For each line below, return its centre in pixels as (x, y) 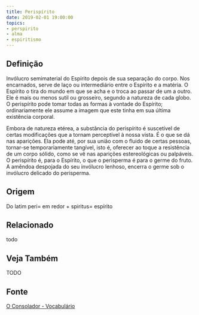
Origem (20, 192)
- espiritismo (24, 40)
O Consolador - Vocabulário (41, 306)
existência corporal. (30, 116)
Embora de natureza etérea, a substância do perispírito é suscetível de (93, 128)
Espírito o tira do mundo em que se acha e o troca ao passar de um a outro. (99, 91)
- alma (14, 34)
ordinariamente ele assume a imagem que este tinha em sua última (88, 110)
